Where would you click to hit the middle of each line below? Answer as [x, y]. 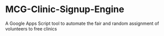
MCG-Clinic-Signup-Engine [65, 9]
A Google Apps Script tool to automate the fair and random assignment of [82, 23]
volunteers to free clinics [31, 28]
